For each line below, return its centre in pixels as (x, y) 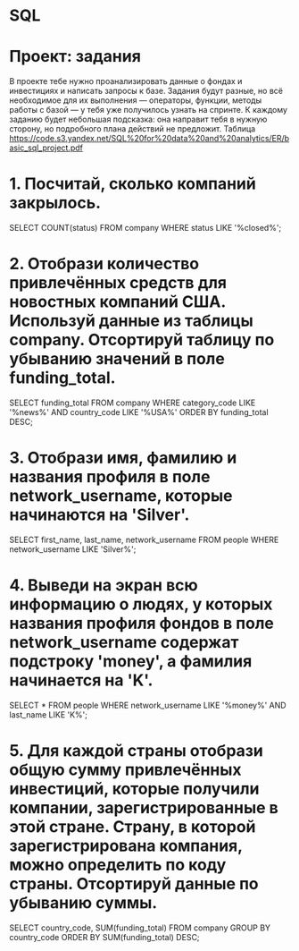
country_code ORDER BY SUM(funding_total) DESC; (104, 937)
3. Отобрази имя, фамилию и (123, 458)
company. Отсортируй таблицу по (142, 340)
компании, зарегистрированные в (144, 808)
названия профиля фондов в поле (142, 624)
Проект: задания (75, 57)
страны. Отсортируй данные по (134, 884)
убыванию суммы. (83, 903)
